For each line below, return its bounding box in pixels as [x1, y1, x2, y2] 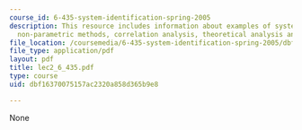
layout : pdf [9, 55, 54, 64]
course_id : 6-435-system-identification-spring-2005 [9, 13, 211, 22]
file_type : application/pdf [9, 47, 115, 56]
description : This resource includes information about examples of [9, 22, 271, 30]
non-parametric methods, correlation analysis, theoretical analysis [17, 30, 283, 39]
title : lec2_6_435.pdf [9, 64, 94, 73]
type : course [9, 72, 58, 81]
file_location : [9, 38, 67, 48]
